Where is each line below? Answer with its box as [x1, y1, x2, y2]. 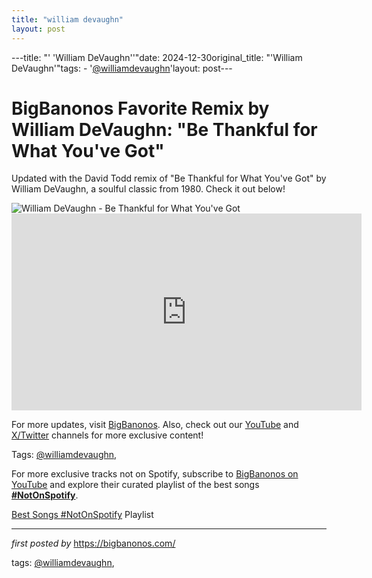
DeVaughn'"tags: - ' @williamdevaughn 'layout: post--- [11, 62, 233, 74]
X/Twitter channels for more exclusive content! [11, 429, 204, 441]
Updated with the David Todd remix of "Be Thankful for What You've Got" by [11, 172, 327, 185]
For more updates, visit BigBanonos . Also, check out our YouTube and [11, 419, 299, 431]
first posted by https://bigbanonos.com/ [11, 537, 176, 550]
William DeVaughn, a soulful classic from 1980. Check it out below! [11, 183, 286, 195]
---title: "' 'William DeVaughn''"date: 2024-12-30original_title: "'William [11, 51, 303, 63]
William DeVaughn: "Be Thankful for [11, 118, 318, 141]
